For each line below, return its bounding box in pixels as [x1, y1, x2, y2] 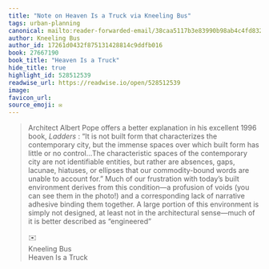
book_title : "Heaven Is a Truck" [8, 57, 120, 65]
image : [8, 86, 30, 94]
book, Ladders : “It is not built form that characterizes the [27, 131, 218, 141]
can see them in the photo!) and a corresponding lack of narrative [27, 191, 246, 201]
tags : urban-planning [8, 19, 81, 27]
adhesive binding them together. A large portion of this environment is [27, 199, 259, 209]
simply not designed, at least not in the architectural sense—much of [27, 208, 255, 218]
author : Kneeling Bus [8, 34, 81, 42]
